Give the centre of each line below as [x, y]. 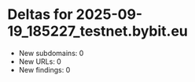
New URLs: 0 [40, 61]
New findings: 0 [44, 69]
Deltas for [40, 15]
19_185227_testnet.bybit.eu [97, 31]
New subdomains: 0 [51, 53]
